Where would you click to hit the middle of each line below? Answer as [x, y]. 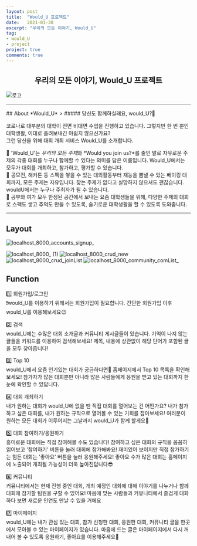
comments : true [25, 55]
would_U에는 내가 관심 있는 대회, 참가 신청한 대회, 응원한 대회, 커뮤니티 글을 [93, 522]
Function [23, 279]
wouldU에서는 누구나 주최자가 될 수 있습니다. [58, 190]
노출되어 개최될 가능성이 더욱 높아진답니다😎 [62, 464]
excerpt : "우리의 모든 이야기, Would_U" [51, 28]
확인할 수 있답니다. [38, 384]
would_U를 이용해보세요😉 [36, 312]
